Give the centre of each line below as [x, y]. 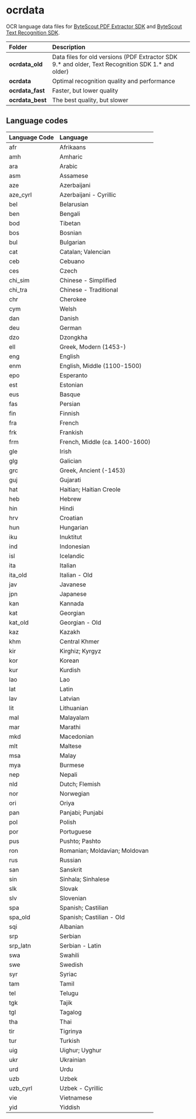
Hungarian [74, 527]
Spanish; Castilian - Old [92, 917]
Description [69, 47]
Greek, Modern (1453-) [93, 347]
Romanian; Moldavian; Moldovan [104, 851]
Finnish [69, 413]
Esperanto [73, 375]
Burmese [72, 765]
